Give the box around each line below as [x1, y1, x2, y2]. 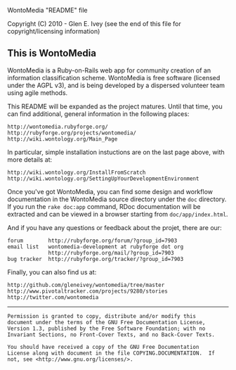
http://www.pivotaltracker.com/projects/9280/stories [7, 288, 169, 295]
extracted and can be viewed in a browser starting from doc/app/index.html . [7, 210, 228, 218]
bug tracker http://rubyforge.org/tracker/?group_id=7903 [7, 255, 184, 262]
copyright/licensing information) [7, 27, 100, 35]
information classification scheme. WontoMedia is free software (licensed [7, 73, 221, 82]
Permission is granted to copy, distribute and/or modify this [7, 312, 197, 319]
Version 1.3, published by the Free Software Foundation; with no [7, 325, 206, 332]
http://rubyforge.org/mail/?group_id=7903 [48, 249, 174, 256]
